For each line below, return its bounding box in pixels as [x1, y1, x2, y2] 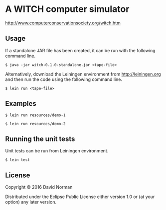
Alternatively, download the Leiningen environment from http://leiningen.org [5, 71, 161, 77]
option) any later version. [5, 199, 56, 205]
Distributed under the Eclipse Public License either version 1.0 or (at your [5, 194, 155, 200]
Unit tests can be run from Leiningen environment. [5, 148, 109, 154]
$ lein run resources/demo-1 [5, 113, 66, 118]
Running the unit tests [5, 135, 75, 143]
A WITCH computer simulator [5, 3, 130, 15]
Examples [5, 99, 36, 108]
